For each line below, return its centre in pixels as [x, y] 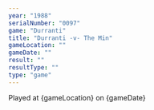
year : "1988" [30, 16]
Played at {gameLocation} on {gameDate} [77, 97]
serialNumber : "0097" [45, 23]
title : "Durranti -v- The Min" [61, 38]
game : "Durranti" [37, 30]
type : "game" [30, 75]
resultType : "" [34, 68]
